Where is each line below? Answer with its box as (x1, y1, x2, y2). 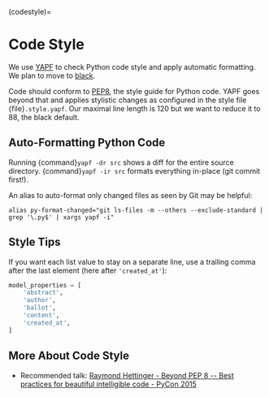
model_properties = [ (8, 281, 82, 289)
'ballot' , (23, 304, 57, 312)
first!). (8, 175, 28, 184)
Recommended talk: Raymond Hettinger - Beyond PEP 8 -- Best (20, 370, 234, 380)
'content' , (23, 312, 60, 320)
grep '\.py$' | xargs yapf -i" (8, 213, 115, 222)
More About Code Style (8, 349, 130, 363)
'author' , (23, 296, 57, 304)
